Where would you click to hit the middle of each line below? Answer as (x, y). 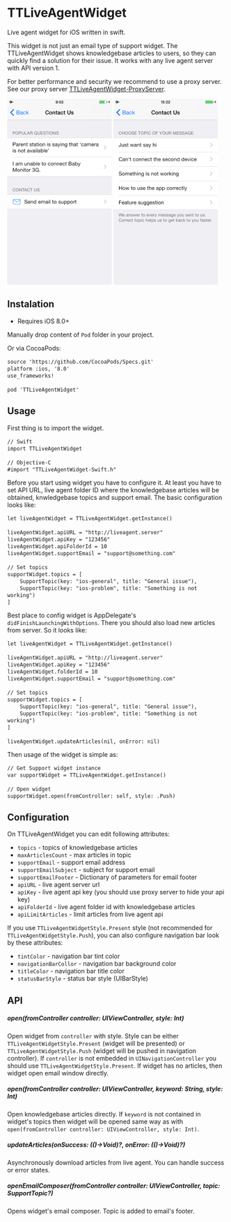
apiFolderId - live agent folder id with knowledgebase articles (106, 907)
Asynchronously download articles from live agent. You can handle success (116, 1162)
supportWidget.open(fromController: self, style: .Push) (91, 796)
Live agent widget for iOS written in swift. (66, 32)
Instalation (31, 304)
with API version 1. (34, 68)
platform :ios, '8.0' (39, 369)
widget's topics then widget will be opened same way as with (95, 1121)
